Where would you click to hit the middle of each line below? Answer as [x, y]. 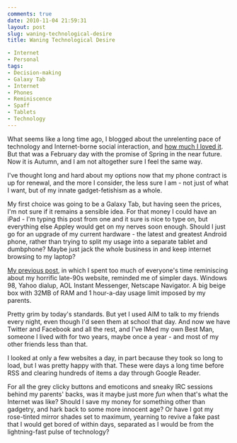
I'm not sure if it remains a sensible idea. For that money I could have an [112, 211]
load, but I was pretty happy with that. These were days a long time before [116, 365]
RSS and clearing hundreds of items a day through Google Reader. [104, 373]
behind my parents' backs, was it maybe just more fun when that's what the [118, 394]
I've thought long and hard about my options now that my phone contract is [117, 175]
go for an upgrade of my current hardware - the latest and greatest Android [117, 234]
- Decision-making [34, 73]
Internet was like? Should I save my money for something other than [106, 401]
